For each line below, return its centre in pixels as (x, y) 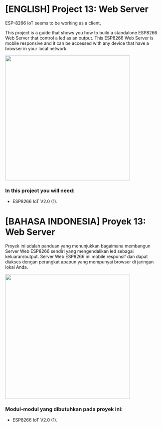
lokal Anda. (17, 267)
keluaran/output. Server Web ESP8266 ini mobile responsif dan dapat (77, 257)
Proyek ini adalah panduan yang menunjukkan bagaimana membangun (78, 246)
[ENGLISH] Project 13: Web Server (77, 9)
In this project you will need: (40, 191)
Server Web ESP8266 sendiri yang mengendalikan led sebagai (69, 251)
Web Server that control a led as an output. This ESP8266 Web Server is (79, 38)
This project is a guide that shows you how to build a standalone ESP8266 (81, 32)
